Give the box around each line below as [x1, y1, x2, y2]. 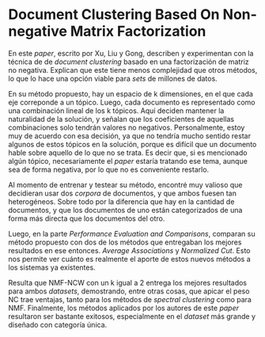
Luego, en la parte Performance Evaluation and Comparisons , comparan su [8, 229, 256, 238]
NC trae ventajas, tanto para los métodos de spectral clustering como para [8, 294, 252, 304]
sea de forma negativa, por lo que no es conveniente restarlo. [8, 165, 210, 174]
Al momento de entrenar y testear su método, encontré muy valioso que [8, 180, 243, 189]
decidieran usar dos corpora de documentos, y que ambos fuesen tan [8, 188, 237, 198]
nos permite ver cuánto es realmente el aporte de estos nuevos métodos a [8, 254, 251, 263]
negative [8, 22, 67, 40]
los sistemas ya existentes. [8, 263, 97, 272]
